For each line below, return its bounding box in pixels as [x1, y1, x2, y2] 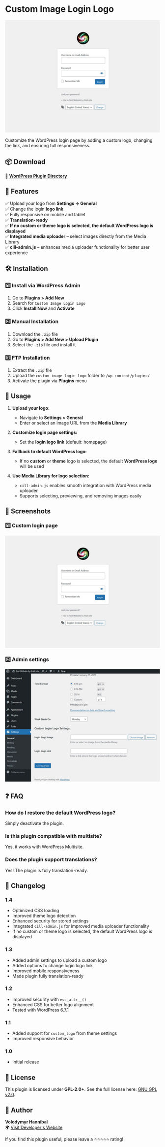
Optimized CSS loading [12, 908, 59, 914]
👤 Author [5, 1106, 33, 1114]
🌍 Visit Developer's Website [5, 1124, 63, 1131]
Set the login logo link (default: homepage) [19, 439, 107, 445]
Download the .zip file [12, 331, 58, 337]
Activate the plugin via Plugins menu [12, 378, 87, 384]
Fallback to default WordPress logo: [12, 448, 87, 454]
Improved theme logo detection [12, 913, 76, 919]
